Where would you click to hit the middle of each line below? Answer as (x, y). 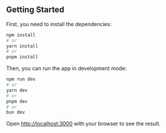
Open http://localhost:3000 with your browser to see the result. (84, 123)
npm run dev (21, 80)
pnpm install (22, 57)
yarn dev (17, 90)
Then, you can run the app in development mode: (66, 68)
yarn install (22, 46)
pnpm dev (17, 101)
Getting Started (35, 10)
